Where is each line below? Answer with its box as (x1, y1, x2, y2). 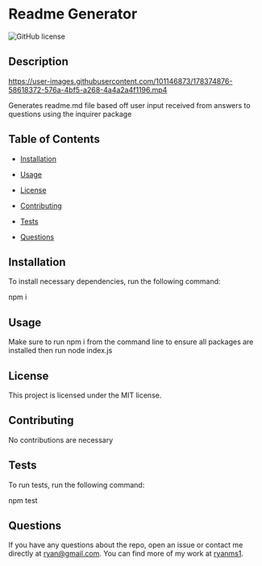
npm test (8, 495, 38, 505)
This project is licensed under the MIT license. (8, 390, 162, 400)
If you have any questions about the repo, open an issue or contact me (8, 540, 243, 550)
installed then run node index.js (8, 346, 113, 356)
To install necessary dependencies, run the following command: (8, 277, 221, 286)
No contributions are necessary (8, 435, 114, 444)
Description (8, 55, 69, 69)
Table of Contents (8, 132, 101, 146)
